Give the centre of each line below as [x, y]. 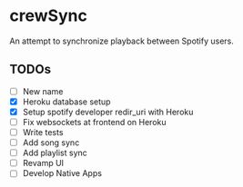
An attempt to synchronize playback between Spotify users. [122, 41]
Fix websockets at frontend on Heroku [94, 122]
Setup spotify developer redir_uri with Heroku [108, 112]
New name [43, 91]
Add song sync [51, 143]
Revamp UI [43, 163]
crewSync [49, 16]
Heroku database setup [66, 102]
